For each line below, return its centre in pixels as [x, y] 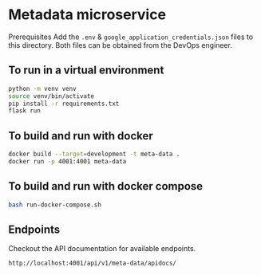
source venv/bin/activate [51, 96]
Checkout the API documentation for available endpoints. [102, 249]
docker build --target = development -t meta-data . [94, 154]
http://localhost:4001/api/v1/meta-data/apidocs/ [93, 263]
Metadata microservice [87, 15]
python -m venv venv [43, 88]
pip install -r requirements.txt [64, 104]
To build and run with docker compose [106, 186]
